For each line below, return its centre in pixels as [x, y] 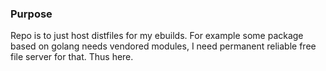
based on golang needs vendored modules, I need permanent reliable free [163, 46]
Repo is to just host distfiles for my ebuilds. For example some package [157, 36]
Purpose [31, 14]
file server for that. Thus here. [72, 57]
